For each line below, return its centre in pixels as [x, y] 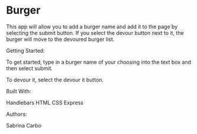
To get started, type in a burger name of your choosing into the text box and [98, 62]
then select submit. [30, 68]
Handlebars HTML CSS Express [45, 102]
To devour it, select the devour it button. [55, 80]
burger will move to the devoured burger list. [60, 39]
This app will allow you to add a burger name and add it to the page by [92, 27]
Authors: [17, 114]
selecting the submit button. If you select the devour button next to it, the [95, 32]
